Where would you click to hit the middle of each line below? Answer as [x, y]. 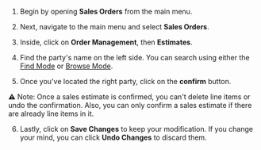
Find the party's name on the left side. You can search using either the [134, 58]
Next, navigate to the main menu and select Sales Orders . [114, 27]
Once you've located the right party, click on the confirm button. [125, 81]
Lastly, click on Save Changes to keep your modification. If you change [136, 129]
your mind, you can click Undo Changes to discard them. [113, 137]
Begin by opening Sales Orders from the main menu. [106, 12]
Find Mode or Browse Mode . [66, 66]
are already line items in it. [51, 113]
